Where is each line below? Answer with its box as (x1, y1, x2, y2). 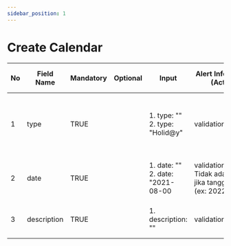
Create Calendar (7, 39, 103, 55)
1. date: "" (148, 160, 182, 170)
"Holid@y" (148, 128, 184, 137)
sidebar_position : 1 (7, 10, 67, 17)
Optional (113, 73, 143, 82)
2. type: (148, 119, 174, 128)
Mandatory (69, 73, 108, 82)
